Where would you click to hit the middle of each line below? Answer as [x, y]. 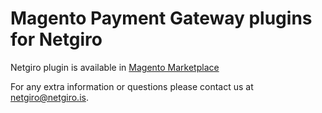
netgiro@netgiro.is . [49, 97]
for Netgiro [56, 39]
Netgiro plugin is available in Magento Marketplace [115, 67]
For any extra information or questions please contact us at [132, 86]
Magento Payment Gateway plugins [161, 18]
